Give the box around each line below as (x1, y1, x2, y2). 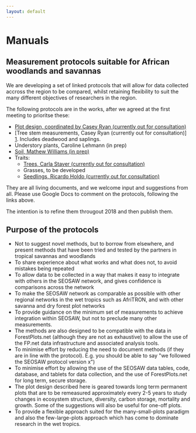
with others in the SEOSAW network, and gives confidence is (14, 277, 162, 284)
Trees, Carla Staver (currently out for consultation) (23, 160, 145, 167)
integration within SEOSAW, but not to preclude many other (14, 315, 157, 322)
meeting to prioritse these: (6, 112, 70, 119)
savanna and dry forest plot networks (14, 303, 105, 310)
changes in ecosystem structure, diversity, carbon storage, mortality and (14, 396, 190, 403)
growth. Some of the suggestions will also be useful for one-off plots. (14, 402, 183, 409)
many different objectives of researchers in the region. (6, 94, 137, 101)
